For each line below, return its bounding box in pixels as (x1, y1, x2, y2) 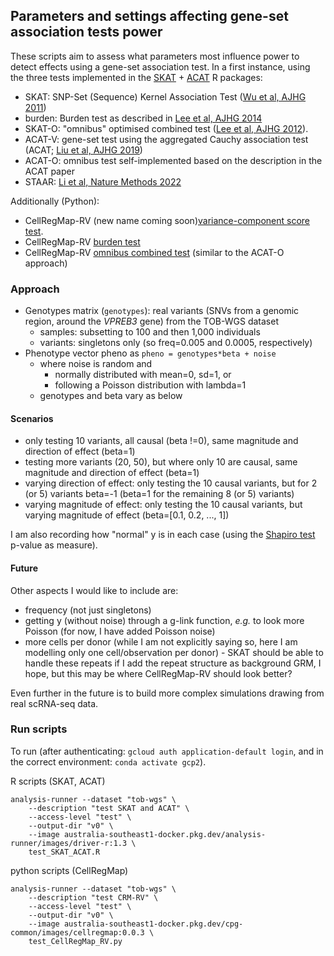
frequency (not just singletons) (24, 604, 152, 616)
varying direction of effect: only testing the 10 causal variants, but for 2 (24, 477, 318, 489)
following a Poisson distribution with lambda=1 (54, 379, 247, 391)
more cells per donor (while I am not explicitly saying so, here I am (24, 635, 298, 648)
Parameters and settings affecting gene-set (10, 8, 289, 25)
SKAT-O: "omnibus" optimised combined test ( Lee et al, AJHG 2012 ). (24, 122, 309, 134)
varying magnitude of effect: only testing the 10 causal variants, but (24, 499, 303, 511)
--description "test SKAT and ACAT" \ (28, 803, 190, 813)
